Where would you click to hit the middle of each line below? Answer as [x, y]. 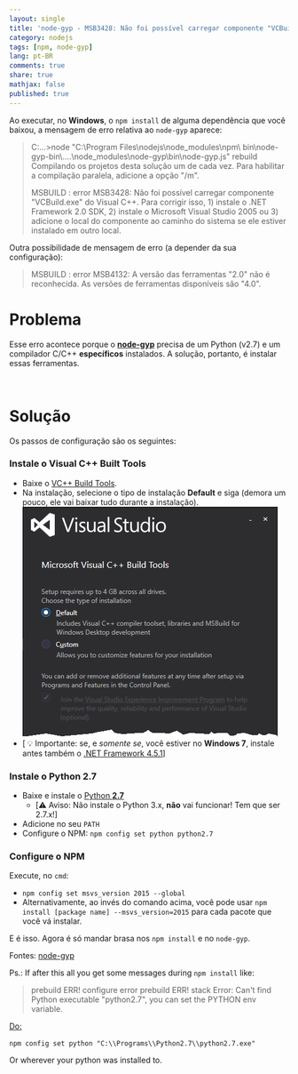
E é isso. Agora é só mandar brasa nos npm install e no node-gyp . [130, 939]
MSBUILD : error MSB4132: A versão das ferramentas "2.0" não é [150, 274]
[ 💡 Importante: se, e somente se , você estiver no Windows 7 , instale [148, 743]
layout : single [37, 19]
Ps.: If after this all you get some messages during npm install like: [132, 973]
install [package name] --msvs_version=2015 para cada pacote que [147, 912]
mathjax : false [37, 84]
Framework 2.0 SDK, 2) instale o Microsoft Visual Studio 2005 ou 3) [155, 211]
